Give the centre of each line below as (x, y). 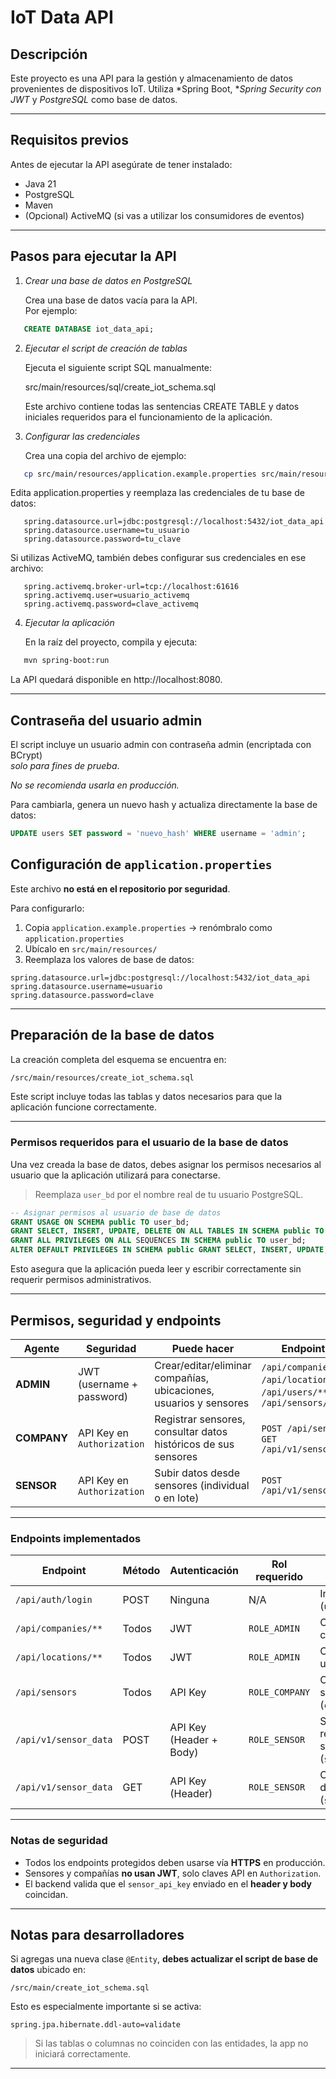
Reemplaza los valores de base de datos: (109, 959)
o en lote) (177, 1498)
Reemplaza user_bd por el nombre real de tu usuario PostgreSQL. (169, 1194)
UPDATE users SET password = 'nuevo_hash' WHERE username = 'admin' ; (158, 834)
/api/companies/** (59, 1629)
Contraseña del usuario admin (106, 720)
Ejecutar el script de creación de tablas (106, 348)
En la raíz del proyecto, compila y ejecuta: (111, 642)
